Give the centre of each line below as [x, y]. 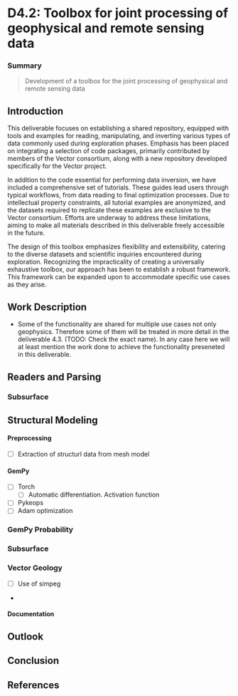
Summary [25, 66]
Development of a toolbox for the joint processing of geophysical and [126, 81]
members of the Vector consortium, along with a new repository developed [117, 159]
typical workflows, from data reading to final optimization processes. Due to [118, 195]
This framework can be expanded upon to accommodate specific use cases [119, 277]
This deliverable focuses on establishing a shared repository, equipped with [118, 128]
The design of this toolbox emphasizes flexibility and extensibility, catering [117, 246]
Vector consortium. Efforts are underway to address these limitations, [109, 218]
